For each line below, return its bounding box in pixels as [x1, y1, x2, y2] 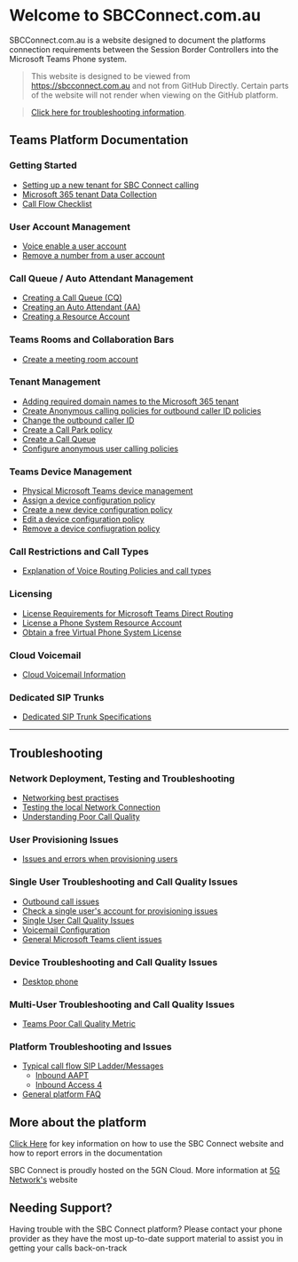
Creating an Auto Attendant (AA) [21, 302, 141, 313]
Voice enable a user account [21, 241, 127, 251]
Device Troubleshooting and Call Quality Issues [9, 956, 218, 968]
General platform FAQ [21, 1089, 102, 1099]
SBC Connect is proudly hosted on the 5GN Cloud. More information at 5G [9, 1165, 281, 1176]
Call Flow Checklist [21, 198, 92, 209]
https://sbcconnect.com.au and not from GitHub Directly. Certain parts [30, 80, 289, 91]
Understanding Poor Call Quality [21, 811, 140, 821]
